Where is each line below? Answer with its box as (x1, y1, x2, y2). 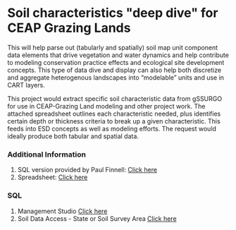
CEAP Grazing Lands (7, 20, 131, 36)
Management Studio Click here (17, 207, 108, 215)
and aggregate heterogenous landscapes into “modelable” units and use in (7, 73, 224, 82)
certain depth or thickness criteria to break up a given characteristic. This (7, 116, 221, 125)
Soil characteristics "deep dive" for (7, 5, 218, 21)
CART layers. (7, 80, 46, 89)
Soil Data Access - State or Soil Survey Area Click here (17, 214, 178, 223)
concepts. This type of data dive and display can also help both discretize (7, 66, 222, 74)
